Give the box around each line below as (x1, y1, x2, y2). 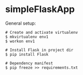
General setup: (5, 20, 36, 26)
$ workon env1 (5, 39, 35, 44)
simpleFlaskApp (5, 4, 75, 15)
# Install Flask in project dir (5, 47, 73, 52)
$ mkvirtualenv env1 (5, 34, 49, 39)
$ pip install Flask (5, 52, 49, 57)
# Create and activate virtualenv (5, 30, 78, 35)
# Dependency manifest (5, 60, 53, 66)
